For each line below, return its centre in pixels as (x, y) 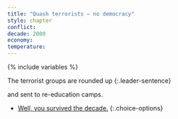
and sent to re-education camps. (55, 94)
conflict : (22, 27)
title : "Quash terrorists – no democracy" (71, 14)
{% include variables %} (43, 67)
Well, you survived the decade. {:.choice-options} (90, 108)
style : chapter (30, 21)
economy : (20, 40)
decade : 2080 (27, 34)
